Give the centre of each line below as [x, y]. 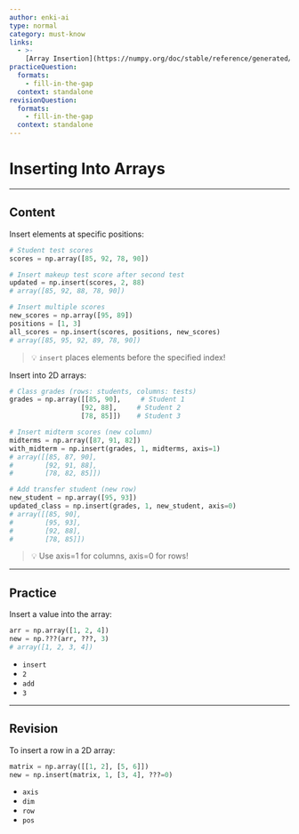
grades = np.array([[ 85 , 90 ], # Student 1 [97, 400]
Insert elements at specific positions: [77, 234]
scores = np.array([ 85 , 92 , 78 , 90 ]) [79, 259]
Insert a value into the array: [61, 614]
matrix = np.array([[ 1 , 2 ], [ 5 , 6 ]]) [79, 766]
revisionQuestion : [43, 100]
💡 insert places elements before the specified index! [128, 357]
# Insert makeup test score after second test [97, 275]
